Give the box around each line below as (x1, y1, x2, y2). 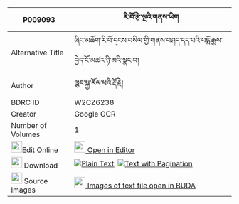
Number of (11, 121, 48, 130)
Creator (11, 109, 37, 119)
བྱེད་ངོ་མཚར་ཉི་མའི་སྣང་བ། (74, 55, 139, 65)
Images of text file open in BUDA (87, 181, 196, 190)
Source (23, 176, 48, 186)
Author (11, 80, 34, 90)
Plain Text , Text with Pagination (81, 159, 193, 168)
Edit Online (22, 145, 59, 155)
